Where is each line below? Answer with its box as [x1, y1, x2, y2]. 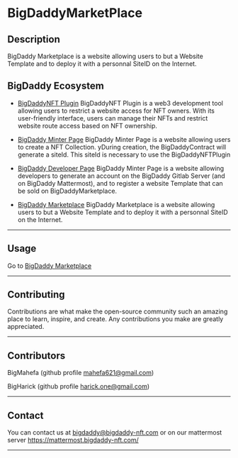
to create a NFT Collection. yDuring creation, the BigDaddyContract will [17, 143, 227, 151]
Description [7, 33, 60, 45]
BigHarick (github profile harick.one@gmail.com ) [7, 382, 150, 391]
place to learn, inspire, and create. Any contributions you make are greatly [7, 315, 224, 323]
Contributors [7, 350, 66, 362]
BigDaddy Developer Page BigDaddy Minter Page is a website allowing [17, 164, 225, 172]
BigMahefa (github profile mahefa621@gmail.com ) [7, 369, 154, 377]
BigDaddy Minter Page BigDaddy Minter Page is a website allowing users [17, 135, 231, 143]
